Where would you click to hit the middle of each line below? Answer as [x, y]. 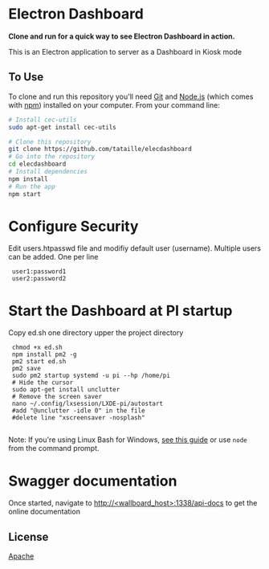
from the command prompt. [54, 448]
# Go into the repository [51, 157]
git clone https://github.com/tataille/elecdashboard [100, 149]
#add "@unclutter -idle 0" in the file [79, 411]
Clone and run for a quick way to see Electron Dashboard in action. [122, 36]
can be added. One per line [53, 257]
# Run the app [32, 186]
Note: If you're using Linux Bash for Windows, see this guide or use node [128, 440]
